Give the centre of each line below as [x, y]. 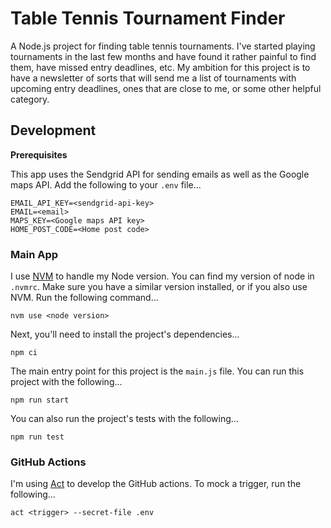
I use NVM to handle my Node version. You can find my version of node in [162, 276]
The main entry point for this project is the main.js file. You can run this [157, 371]
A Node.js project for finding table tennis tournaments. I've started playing [163, 46]
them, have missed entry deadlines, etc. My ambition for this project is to [160, 67]
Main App [34, 254]
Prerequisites [39, 154]
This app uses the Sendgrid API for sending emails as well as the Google [160, 174]
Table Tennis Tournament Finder [148, 18]
